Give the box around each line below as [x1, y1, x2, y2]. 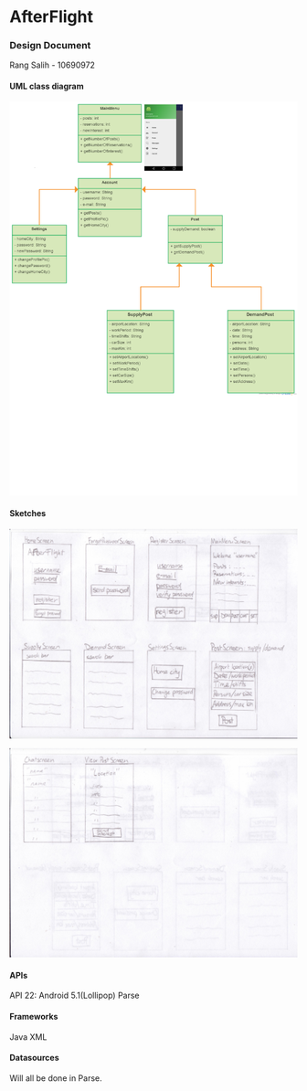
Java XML [9, 1031, 48, 1043]
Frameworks [9, 1011, 58, 1022]
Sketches [9, 508, 47, 519]
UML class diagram [9, 80, 84, 92]
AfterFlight [9, 6, 94, 27]
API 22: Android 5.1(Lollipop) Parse [9, 990, 140, 1001]
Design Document [9, 39, 91, 52]
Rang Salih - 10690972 [9, 59, 96, 70]
